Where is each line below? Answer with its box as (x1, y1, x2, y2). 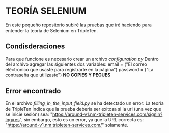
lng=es (5, 116, 20, 122)
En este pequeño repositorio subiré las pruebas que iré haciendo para (5, 22, 152, 28)
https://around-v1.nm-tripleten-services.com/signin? (52, 111, 163, 117)
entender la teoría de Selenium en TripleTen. (5, 27, 98, 33)
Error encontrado (5, 87, 61, 95)
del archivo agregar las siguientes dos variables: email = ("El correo (5, 61, 147, 67)
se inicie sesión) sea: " (5, 111, 53, 117)
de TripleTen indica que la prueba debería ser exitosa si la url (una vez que (5, 105, 161, 112)
